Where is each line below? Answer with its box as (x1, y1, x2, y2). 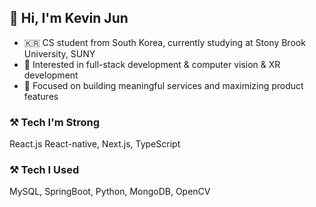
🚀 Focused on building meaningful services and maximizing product (23, 79, 304, 91)
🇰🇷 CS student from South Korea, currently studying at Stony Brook (23, 36, 306, 48)
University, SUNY (23, 47, 96, 60)
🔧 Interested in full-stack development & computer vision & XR (23, 58, 281, 70)
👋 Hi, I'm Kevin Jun (9, 10, 129, 27)
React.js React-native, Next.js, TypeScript (9, 138, 181, 150)
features (23, 90, 59, 102)
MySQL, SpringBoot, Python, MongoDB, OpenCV (9, 186, 211, 198)
